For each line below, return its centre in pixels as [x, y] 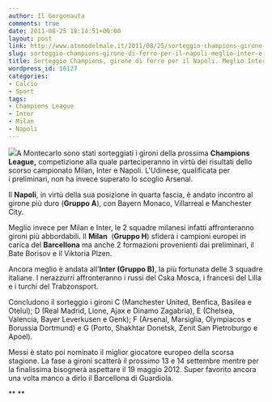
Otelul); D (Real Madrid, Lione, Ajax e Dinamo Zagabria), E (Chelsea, [121, 310]
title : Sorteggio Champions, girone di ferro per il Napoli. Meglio [126, 62]
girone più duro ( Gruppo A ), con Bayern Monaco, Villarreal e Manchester [130, 203]
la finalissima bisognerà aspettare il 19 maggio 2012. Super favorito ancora [132, 369]
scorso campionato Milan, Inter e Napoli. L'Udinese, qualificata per [119, 170]
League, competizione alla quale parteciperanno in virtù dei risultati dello [130, 161]
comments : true [34, 24]
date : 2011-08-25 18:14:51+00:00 [65, 31]
